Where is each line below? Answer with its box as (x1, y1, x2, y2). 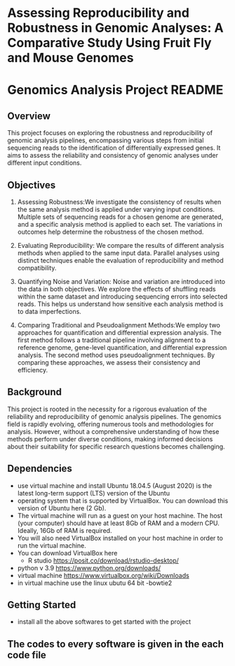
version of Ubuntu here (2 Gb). (17, 503, 107, 512)
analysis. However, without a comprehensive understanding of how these (7, 427, 220, 436)
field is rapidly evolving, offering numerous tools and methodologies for (7, 420, 214, 428)
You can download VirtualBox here (17, 548, 118, 557)
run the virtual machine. (17, 541, 86, 550)
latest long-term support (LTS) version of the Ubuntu (17, 489, 170, 497)
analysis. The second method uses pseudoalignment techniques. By (17, 351, 215, 359)
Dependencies (7, 463, 72, 475)
